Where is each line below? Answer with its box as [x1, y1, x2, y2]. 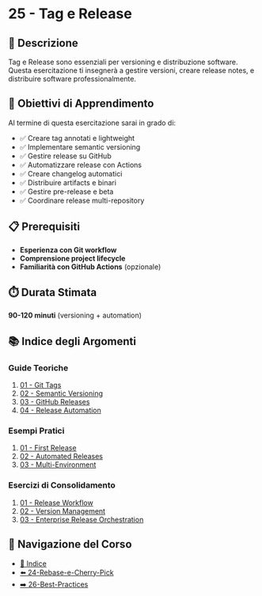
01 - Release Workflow [19, 498, 93, 507]
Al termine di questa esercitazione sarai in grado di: [8, 118, 177, 127]
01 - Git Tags [19, 381, 62, 390]
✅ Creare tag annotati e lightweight [19, 133, 135, 142]
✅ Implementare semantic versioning [19, 142, 141, 151]
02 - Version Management [19, 506, 105, 515]
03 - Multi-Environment [19, 460, 97, 469]
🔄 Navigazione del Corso [8, 537, 132, 551]
